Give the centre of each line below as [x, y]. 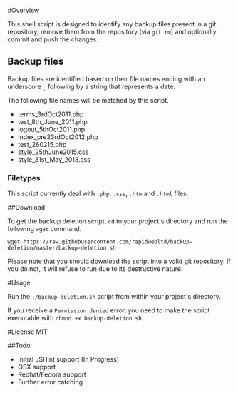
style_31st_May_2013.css [54, 159]
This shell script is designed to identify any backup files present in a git [112, 24]
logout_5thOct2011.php [51, 129]
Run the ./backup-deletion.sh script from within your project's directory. [114, 297]
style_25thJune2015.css [53, 152]
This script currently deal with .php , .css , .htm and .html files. [98, 194]
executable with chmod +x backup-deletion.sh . [76, 318]
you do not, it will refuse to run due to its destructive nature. [95, 269]
